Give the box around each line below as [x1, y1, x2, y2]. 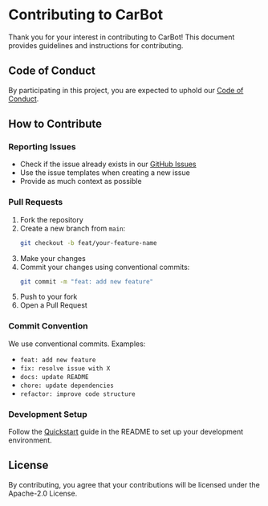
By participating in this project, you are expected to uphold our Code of [8, 85, 244, 95]
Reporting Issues [8, 141, 76, 153]
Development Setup [8, 408, 87, 419]
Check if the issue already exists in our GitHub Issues [19, 159, 197, 169]
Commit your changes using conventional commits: [19, 262, 190, 271]
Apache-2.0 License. [8, 488, 78, 498]
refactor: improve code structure [19, 390, 136, 398]
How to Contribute [8, 117, 103, 131]
